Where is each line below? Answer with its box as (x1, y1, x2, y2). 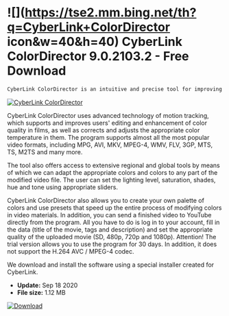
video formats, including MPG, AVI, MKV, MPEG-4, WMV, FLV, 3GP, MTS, (7, 141, 213, 149)
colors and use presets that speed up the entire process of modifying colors (7, 204, 222, 212)
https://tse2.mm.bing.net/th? (25, 5, 197, 21)
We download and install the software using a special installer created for (7, 260, 215, 269)
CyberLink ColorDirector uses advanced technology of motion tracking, (7, 111, 209, 119)
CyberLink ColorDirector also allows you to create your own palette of (7, 196, 204, 204)
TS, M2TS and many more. (7, 147, 83, 156)
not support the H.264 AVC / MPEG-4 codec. (7, 247, 135, 255)
